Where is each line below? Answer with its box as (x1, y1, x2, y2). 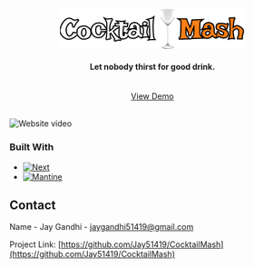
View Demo (131, 91, 174, 102)
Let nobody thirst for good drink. (89, 61, 216, 72)
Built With (9, 141, 54, 154)
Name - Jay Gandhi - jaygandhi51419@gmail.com (9, 222, 194, 233)
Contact (9, 197, 56, 213)
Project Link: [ (9, 239, 62, 250)
